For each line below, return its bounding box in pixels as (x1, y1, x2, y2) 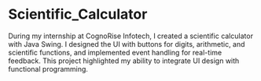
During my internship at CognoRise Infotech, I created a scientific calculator (8, 31, 254, 40)
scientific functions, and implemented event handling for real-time (8, 48, 222, 57)
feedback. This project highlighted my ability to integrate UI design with (8, 56, 240, 65)
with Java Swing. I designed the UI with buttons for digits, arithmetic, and (8, 39, 245, 48)
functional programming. (8, 64, 89, 73)
